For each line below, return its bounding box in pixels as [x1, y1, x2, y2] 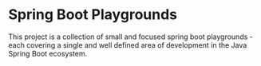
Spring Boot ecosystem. [8, 49, 88, 58]
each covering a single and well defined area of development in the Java [8, 40, 247, 49]
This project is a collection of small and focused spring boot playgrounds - [8, 32, 253, 41]
